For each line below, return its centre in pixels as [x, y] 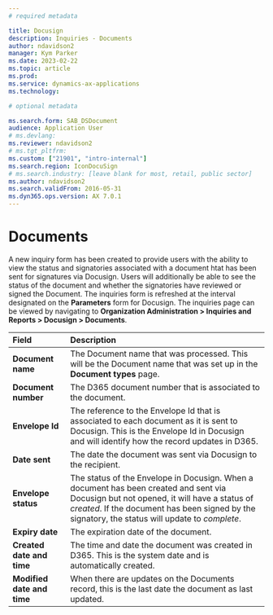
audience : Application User [56, 128]
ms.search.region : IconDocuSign [63, 166]
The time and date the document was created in [162, 545]
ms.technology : [34, 91]
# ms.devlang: [32, 136]
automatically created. [113, 565]
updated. [87, 599]
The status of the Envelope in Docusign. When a [162, 477]
